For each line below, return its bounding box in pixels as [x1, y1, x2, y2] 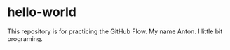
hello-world [7, 4, 77, 20]
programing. [7, 34, 43, 42]
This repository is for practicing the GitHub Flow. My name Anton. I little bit [7, 27, 223, 35]
